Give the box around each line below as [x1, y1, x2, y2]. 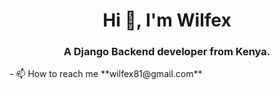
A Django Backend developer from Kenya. [63, 45, 271, 59]
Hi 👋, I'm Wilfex [102, 9, 232, 32]
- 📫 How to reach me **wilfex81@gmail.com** [9, 68, 203, 80]
